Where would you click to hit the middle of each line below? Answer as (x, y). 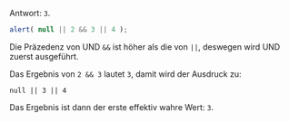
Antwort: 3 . (30, 13)
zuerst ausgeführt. (44, 56)
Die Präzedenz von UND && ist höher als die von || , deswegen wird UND (145, 47)
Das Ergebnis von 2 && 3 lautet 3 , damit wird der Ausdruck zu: (126, 74)
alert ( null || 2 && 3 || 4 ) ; (69, 30)
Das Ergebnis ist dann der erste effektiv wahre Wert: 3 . (112, 107)
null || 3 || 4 (38, 90)
